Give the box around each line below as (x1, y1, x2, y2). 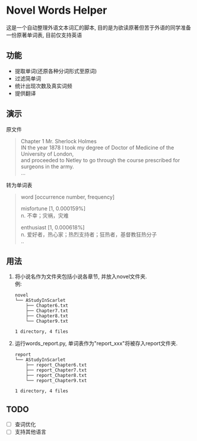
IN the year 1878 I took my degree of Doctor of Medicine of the (20, 144, 174, 151)
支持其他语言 (14, 429, 46, 436)
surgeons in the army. (20, 163, 74, 170)
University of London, (20, 150, 74, 157)
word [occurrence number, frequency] (20, 193, 115, 200)
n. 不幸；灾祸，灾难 (20, 212, 69, 219)
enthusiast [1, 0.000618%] (20, 223, 85, 231)
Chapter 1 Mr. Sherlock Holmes (20, 137, 97, 144)
